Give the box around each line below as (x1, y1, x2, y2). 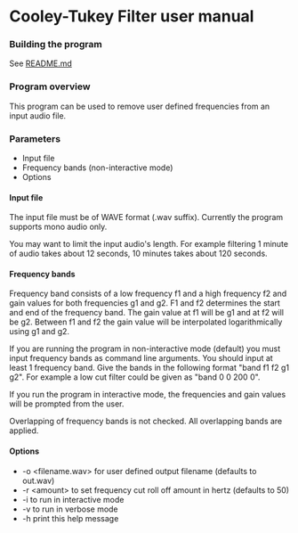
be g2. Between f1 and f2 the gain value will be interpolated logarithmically (9, 316, 283, 327)
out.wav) (21, 475, 55, 486)
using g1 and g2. (9, 326, 69, 337)
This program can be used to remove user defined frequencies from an (9, 101, 270, 111)
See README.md (9, 58, 73, 69)
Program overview (9, 80, 91, 93)
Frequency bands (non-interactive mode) (21, 162, 173, 173)
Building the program (9, 38, 102, 51)
